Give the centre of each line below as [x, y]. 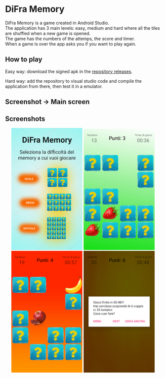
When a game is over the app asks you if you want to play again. [71, 44]
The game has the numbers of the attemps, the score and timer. [70, 39]
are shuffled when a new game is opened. [48, 33]
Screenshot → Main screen [47, 102]
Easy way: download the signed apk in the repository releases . [69, 71]
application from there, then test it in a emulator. [54, 86]
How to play [24, 60]
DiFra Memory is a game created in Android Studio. [57, 23]
